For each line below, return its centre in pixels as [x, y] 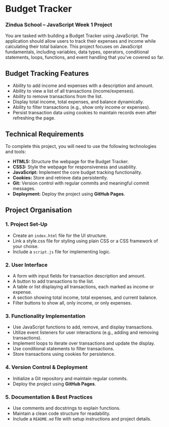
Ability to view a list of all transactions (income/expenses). [74, 91]
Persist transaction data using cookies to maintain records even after [84, 113]
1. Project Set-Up [26, 224]
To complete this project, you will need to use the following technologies [81, 146]
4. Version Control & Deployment [46, 368]
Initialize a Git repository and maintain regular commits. [70, 378]
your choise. [26, 246]
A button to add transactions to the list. [53, 281]
